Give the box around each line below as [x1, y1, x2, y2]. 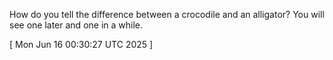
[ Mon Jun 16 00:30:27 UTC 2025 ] [9, 39, 154, 50]
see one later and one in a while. [9, 19, 144, 31]
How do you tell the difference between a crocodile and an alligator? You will [9, 9, 325, 20]
